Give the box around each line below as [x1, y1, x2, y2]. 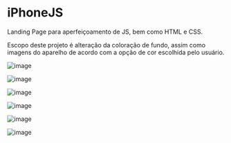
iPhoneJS [7, 5, 64, 21]
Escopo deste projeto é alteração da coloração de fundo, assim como [7, 41, 206, 49]
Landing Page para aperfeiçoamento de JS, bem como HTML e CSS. [7, 27, 203, 36]
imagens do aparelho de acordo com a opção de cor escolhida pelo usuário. [7, 48, 225, 56]
